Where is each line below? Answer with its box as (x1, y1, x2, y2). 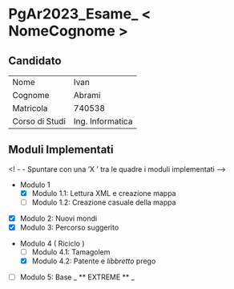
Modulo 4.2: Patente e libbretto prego (31, 256, 156, 266)
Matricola (12, 103, 48, 113)
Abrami (73, 90, 101, 100)
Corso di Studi (12, 116, 67, 127)
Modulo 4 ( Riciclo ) (19, 238, 86, 249)
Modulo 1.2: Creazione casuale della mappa (31, 197, 176, 207)
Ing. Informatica (73, 116, 133, 127)
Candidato (8, 54, 62, 67)
